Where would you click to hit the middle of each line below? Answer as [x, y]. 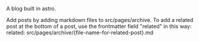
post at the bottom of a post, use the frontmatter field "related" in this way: [99, 26]
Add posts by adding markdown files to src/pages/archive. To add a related [100, 20]
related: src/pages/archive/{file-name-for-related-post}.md [80, 33]
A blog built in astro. [31, 9]
